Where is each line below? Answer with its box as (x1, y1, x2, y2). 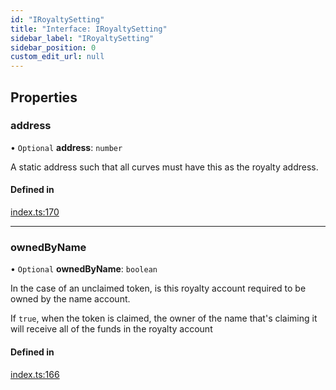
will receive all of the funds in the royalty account (10, 323, 213, 335)
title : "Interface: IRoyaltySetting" (10, 24, 168, 34)
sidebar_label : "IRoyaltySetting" (10, 33, 155, 43)
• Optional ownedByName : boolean (10, 263, 158, 275)
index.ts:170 (10, 206, 60, 218)
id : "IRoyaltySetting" (10, 14, 105, 25)
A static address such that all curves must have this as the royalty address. (10, 161, 319, 173)
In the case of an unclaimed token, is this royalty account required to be (10, 282, 307, 295)
